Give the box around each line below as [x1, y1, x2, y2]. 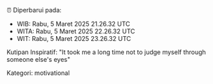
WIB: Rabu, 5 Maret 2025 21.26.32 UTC [16, 20, 130, 28]
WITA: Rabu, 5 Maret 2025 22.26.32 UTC [16, 27, 135, 35]
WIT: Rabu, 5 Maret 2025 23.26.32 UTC [16, 35, 131, 42]
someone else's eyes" [6, 56, 71, 63]
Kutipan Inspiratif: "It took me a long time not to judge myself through [6, 48, 206, 56]
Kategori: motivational [6, 69, 70, 77]
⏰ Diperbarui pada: [6, 6, 62, 14]
